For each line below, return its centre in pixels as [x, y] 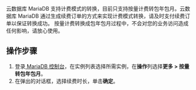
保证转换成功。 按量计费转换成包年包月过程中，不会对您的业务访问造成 [102, 23]
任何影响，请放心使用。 [35, 31]
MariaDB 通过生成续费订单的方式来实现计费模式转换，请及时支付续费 [101, 16]
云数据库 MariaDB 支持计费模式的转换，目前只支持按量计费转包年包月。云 [96, 9]
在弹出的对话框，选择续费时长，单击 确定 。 [66, 81]
